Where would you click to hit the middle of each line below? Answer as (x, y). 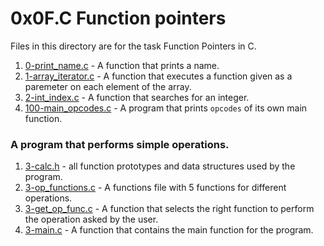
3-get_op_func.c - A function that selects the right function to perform (169, 209)
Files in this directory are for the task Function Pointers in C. (133, 46)
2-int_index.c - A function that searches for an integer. (137, 97)
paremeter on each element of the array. (108, 86)
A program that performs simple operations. (120, 144)
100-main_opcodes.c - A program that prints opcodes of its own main (166, 108)
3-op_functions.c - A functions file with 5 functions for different (155, 188)
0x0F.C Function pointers (118, 18)
